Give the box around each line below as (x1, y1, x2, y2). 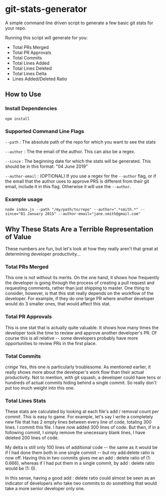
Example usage (5, 196, 43, 202)
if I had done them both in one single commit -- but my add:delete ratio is (5, 449, 155, 456)
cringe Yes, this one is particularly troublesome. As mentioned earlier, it (5, 364, 151, 370)
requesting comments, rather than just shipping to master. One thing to (5, 285, 150, 291)
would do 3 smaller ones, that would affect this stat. (5, 301, 111, 307)
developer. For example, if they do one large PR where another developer (5, 296, 155, 301)
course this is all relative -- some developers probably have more (5, 335, 138, 341)
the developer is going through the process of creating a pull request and (5, 280, 155, 286)
